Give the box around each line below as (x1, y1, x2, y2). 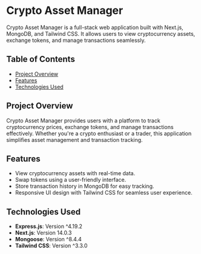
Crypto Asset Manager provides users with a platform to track (6, 116, 160, 124)
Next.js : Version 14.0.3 (15, 229, 72, 236)
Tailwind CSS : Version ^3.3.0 (15, 242, 88, 249)
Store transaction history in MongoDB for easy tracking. (15, 182, 154, 190)
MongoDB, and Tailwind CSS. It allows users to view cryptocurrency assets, (6, 30, 196, 37)
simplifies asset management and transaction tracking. (6, 136, 143, 143)
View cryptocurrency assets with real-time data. (15, 170, 136, 177)
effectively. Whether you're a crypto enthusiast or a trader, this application (6, 130, 192, 137)
